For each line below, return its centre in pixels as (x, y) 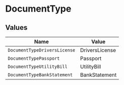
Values (16, 28)
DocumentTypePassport (34, 58)
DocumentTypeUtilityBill (38, 67)
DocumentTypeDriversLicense (42, 50)
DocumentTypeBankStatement (40, 75)
